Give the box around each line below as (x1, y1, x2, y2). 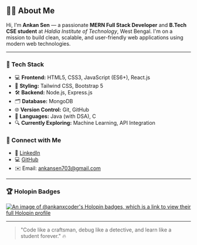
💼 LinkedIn (14, 149, 40, 156)
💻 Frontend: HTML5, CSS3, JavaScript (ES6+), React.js (14, 74, 151, 81)
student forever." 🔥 (20, 232, 66, 239)
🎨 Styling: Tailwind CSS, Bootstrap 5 (14, 83, 104, 90)
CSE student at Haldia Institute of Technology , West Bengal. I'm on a (6, 28, 173, 35)
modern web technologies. (6, 40, 71, 47)
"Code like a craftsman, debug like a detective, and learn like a (20, 226, 172, 233)
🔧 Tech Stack (6, 60, 45, 68)
